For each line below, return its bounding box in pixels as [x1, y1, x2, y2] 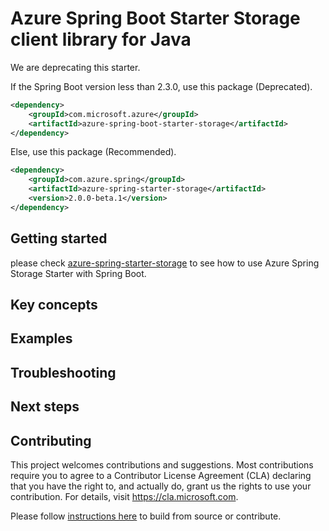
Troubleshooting [10, 364, 117, 381]
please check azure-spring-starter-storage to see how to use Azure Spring [10, 257, 320, 269]
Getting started [10, 230, 108, 247]
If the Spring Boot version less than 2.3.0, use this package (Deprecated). [10, 80, 313, 92]
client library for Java [10, 28, 192, 51]
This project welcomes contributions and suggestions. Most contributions [10, 459, 314, 471]
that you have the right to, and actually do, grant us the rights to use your [10, 480, 312, 492]
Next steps [10, 398, 80, 416]
